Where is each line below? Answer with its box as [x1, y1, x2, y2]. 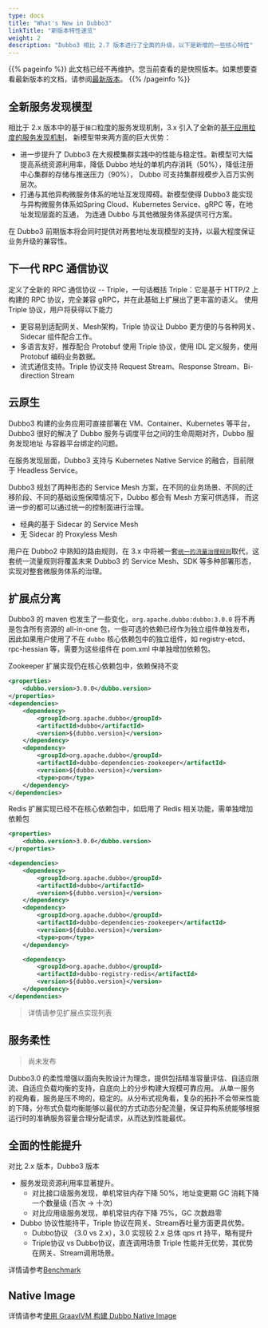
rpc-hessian [8, 644, 49, 654]
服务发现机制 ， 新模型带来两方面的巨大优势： [22, 133, 171, 142]
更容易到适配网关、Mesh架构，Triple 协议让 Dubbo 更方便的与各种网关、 [19, 321, 260, 331]
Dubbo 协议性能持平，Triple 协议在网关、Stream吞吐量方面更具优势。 [19, 1219, 249, 1228]
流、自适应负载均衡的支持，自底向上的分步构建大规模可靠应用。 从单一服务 [8, 1083, 255, 1092]
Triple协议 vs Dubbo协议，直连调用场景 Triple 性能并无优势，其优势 [31, 1239, 254, 1248]
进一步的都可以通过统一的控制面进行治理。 [8, 502, 148, 512]
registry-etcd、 [199, 634, 250, 644]
